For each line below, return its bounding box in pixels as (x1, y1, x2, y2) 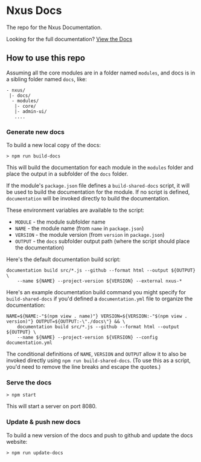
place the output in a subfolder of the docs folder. (6, 170, 129, 177)
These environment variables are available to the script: (6, 206, 145, 214)
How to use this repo (6, 53, 86, 64)
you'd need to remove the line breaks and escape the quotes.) (6, 363, 161, 371)
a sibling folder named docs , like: (6, 75, 88, 82)
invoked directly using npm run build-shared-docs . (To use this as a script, (6, 357, 191, 364)
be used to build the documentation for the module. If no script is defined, (6, 188, 190, 196)
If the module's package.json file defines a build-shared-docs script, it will (6, 182, 190, 190)
